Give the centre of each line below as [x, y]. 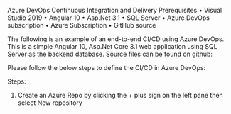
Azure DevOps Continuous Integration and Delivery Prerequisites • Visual [115, 10]
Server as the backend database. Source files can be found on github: [110, 54]
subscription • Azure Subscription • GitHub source [82, 25]
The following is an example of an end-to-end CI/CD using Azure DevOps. [116, 39]
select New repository [50, 103]
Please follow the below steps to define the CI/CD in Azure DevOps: [107, 68]
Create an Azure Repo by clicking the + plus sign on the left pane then [120, 95]
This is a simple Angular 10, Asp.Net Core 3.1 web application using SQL [113, 46]
